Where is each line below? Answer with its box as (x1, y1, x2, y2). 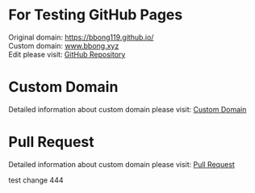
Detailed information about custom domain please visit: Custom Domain (8, 104, 247, 114)
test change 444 (8, 175, 64, 185)
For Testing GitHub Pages (8, 6, 183, 24)
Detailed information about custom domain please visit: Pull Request (8, 159, 236, 169)
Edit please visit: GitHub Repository (8, 49, 126, 59)
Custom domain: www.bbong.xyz (8, 40, 119, 50)
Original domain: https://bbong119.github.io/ (8, 32, 154, 42)
